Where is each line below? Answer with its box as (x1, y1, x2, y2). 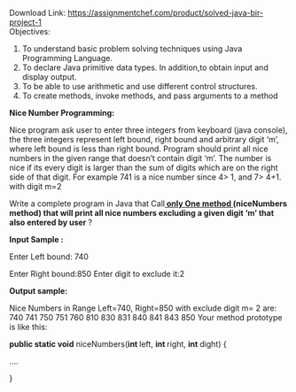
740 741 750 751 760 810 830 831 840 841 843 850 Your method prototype (9, 312, 283, 322)
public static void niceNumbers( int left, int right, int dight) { (9, 339, 228, 349)
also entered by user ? (9, 217, 93, 227)
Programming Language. (21, 53, 113, 63)
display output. (21, 72, 77, 82)
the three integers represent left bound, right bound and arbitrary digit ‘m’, (9, 135, 279, 144)
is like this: (9, 322, 48, 332)
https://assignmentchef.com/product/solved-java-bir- (67, 8, 264, 18)
